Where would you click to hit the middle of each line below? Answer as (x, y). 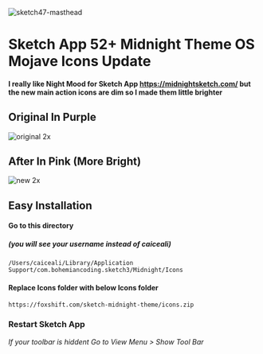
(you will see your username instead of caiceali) (90, 243)
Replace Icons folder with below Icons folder (84, 287)
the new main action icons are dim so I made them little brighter (116, 92)
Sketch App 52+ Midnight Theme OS (131, 45)
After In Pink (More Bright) (75, 161)
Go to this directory (41, 226)
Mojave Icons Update (80, 62)
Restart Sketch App (47, 325)
